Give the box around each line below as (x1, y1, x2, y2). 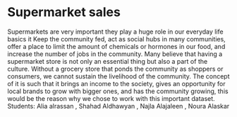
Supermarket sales (7, 4, 121, 20)
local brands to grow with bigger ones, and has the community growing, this (7, 87, 229, 95)
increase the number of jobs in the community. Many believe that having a (7, 50, 223, 58)
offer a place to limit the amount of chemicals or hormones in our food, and (7, 42, 226, 50)
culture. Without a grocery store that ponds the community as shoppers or (7, 64, 224, 73)
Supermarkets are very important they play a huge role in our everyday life (7, 27, 224, 36)
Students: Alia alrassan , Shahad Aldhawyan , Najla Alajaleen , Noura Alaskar (7, 102, 230, 110)
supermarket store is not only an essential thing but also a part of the (7, 57, 208, 65)
